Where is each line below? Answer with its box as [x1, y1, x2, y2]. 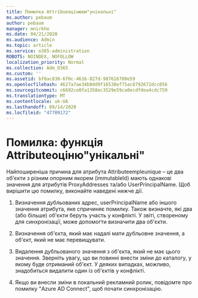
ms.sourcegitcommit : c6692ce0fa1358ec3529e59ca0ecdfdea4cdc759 [6, 87, 168, 93]
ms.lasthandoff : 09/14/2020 [6, 104, 77, 110]
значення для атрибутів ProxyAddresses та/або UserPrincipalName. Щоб [6, 181, 191, 188]
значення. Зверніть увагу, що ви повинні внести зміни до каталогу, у [14, 254, 192, 262]
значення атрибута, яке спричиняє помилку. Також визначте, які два [14, 205, 193, 213]
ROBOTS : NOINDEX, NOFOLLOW [6, 54, 74, 60]
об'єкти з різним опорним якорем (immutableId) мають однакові [6, 175, 172, 182]
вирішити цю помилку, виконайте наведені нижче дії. [6, 187, 143, 194]
